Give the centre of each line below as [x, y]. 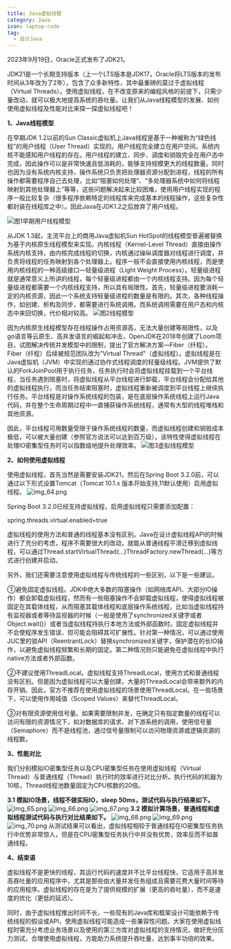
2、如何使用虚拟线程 [36, 460]
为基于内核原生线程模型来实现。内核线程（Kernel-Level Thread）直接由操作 [114, 244]
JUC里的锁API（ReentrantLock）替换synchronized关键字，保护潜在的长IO [112, 641]
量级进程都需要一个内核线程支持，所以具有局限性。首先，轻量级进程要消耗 [112, 287]
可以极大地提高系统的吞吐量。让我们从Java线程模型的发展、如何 [128, 100]
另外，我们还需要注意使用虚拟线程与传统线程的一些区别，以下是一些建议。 [112, 575]
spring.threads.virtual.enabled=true [57, 521]
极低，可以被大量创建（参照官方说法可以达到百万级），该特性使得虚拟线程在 [114, 437]
